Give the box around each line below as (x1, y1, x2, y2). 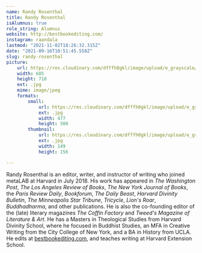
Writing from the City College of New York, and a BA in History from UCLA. (6, 228, 191, 236)
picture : (6, 59, 28, 65)
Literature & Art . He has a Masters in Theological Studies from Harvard (6, 215, 182, 223)
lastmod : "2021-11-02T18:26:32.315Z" (6, 43, 101, 49)
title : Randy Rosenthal (6, 14, 66, 20)
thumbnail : (28, 126, 55, 133)
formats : (17, 93, 39, 99)
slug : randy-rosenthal (6, 54, 63, 60)
